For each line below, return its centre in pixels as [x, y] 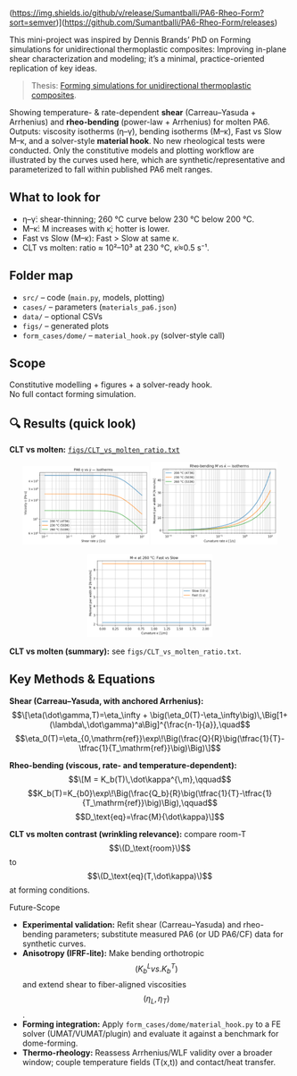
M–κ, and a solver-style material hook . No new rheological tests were [137, 141]
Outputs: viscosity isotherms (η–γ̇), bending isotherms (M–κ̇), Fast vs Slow [146, 131]
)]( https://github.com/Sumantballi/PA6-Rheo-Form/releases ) [167, 22]
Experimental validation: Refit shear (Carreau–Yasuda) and [132, 924]
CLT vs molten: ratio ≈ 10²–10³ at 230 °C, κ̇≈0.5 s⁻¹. [115, 247]
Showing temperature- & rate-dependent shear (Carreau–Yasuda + [133, 112]
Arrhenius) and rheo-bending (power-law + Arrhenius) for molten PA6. [140, 122]
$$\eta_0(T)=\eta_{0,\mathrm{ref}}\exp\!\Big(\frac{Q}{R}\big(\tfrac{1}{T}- [150, 738]
